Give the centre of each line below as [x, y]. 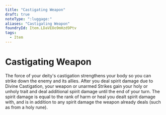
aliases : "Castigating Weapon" [38, 24]
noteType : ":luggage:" [29, 19]
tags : [11, 33]
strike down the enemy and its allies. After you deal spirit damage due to [79, 81]
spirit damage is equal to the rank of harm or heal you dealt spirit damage [80, 97]
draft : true [17, 14]
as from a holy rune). [27, 107]
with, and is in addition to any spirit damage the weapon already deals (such [83, 102]
